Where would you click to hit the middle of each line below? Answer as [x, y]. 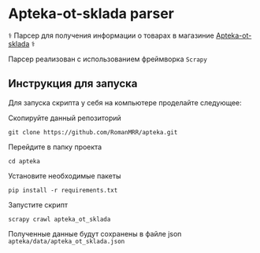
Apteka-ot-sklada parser [91, 14]
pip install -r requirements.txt [63, 190]
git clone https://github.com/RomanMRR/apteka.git [93, 132]
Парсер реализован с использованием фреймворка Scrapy [108, 59]
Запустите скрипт [38, 204]
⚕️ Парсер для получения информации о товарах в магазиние [111, 35]
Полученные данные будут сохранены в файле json [95, 233]
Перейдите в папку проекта [55, 147]
